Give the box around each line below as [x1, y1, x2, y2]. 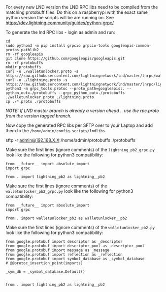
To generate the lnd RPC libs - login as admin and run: [5, 29, 115, 35]
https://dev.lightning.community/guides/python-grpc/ [5, 20, 114, 26]
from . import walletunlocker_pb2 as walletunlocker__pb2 [5, 216, 127, 221]
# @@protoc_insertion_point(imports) [5, 261, 83, 265]
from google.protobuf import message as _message [5, 248, 110, 253]
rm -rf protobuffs [5, 60, 43, 65]
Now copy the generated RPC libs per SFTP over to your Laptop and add [5, 122, 153, 128]
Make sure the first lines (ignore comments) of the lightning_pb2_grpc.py [5, 147, 155, 152]
